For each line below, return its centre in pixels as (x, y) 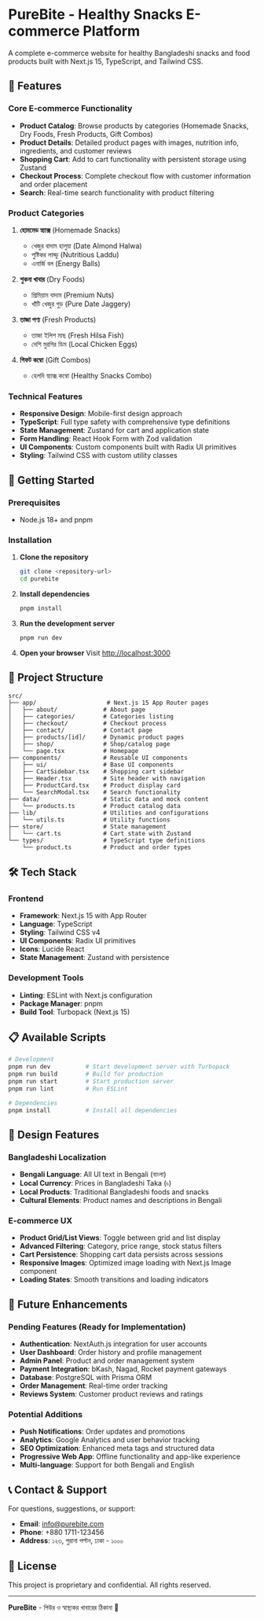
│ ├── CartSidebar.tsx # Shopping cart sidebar (96, 771)
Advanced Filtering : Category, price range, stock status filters (121, 1246)
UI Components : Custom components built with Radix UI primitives (128, 447)
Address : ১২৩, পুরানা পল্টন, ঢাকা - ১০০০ (71, 1541)
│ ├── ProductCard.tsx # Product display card (94, 785)
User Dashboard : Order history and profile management (110, 1352)
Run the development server (67, 623)
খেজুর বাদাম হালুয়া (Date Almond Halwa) (87, 245)
